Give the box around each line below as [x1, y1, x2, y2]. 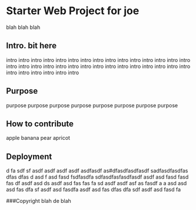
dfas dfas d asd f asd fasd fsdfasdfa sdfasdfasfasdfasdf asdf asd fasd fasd [6, 173, 189, 181]
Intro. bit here [6, 41, 57, 51]
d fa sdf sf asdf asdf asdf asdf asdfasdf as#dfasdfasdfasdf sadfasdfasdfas [6, 167, 188, 175]
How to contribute [6, 119, 74, 129]
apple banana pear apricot [6, 134, 71, 142]
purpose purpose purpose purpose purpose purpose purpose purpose [6, 101, 178, 109]
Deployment [6, 152, 52, 162]
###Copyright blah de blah [6, 198, 72, 205]
